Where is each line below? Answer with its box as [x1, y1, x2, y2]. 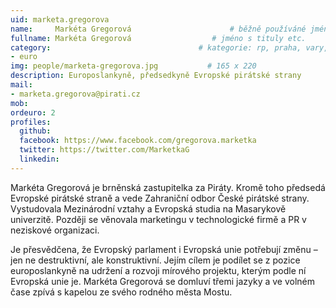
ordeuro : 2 [10, 107, 56, 118]
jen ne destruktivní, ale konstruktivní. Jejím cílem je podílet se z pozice [10, 254, 301, 266]
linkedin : [19, 154, 60, 164]
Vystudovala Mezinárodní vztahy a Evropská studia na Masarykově [10, 202, 287, 215]
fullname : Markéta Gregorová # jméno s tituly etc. [10, 33, 307, 43]
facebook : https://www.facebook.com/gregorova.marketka [19, 136, 257, 146]
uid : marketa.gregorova [10, 14, 110, 25]
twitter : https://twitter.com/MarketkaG [19, 145, 190, 155]
